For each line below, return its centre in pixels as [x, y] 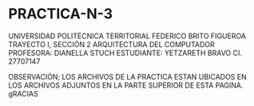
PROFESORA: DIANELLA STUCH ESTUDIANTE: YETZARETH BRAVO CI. [125, 53]
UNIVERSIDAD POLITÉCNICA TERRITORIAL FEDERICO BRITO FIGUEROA [127, 36]
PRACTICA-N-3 [61, 14]
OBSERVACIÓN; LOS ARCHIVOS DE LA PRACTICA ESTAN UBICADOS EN [127, 77]
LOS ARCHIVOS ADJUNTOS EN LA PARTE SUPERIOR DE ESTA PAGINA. [126, 85]
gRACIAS [23, 93]
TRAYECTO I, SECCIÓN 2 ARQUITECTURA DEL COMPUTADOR [112, 44]
